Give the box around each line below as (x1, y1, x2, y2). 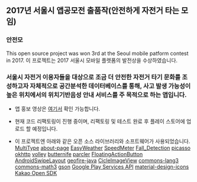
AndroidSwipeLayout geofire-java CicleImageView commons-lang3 (14, 157, 179, 164)
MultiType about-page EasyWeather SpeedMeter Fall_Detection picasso (14, 144, 191, 151)
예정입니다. (32, 125, 58, 132)
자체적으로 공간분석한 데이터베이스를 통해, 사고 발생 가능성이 (30, 82, 191, 90)
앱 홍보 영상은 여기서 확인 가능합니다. (14, 105, 101, 112)
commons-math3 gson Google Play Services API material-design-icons (14, 163, 189, 170)
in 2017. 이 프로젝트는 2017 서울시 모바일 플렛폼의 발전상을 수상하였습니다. (6, 57, 178, 64)
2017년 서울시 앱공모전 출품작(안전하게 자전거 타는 (6, 5, 179, 16)
